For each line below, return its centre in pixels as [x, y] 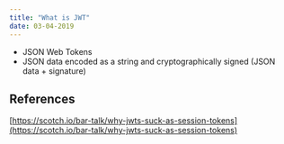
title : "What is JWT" [50, 18]
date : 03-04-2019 [42, 26]
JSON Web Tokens [57, 51]
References [42, 99]
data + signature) [54, 71]
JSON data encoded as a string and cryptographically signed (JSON [149, 61]
